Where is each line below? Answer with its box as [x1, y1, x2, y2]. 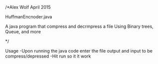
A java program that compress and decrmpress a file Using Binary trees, [5, 23, 154, 29]
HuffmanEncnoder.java [5, 14, 52, 19]
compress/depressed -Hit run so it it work [5, 53, 91, 59]
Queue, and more [5, 29, 41, 34]
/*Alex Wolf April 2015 [5, 4, 51, 10]
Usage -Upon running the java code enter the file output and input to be [5, 48, 153, 54]
